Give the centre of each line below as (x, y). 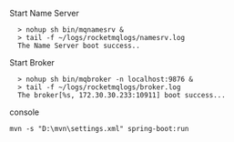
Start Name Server (44, 13)
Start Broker (32, 62)
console (25, 112)
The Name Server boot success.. (79, 46)
